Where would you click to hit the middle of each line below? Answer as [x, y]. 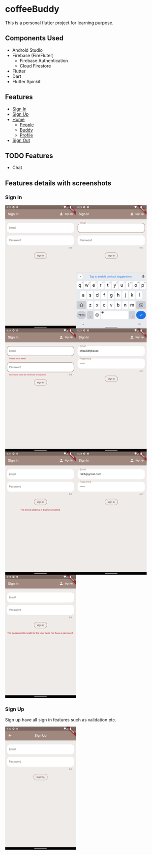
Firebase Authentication [44, 61]
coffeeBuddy [32, 9]
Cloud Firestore [35, 66]
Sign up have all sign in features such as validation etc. [61, 720]
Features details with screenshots [58, 183]
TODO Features [29, 155]
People [27, 125]
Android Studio [27, 50]
